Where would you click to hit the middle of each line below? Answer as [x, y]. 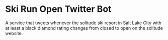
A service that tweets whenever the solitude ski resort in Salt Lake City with [83, 23]
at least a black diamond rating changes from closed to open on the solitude [84, 28]
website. [14, 33]
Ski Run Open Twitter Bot [58, 9]
